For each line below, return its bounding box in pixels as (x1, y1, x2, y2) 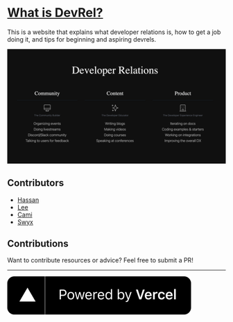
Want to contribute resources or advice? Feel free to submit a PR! (7, 256, 194, 264)
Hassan (17, 196, 40, 204)
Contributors (7, 177, 64, 189)
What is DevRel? (7, 5, 103, 21)
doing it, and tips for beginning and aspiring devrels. (7, 35, 157, 43)
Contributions (7, 237, 69, 249)
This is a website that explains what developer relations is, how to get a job (7, 28, 221, 36)
